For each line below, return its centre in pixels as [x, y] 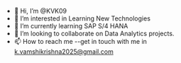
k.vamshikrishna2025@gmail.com [64, 52]
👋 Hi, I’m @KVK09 [40, 11]
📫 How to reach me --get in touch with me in [81, 41]
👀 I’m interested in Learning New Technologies [82, 18]
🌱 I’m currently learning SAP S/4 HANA [71, 26]
